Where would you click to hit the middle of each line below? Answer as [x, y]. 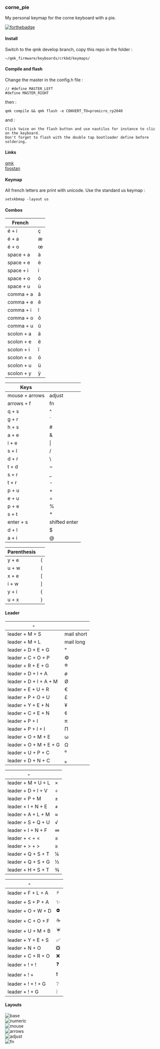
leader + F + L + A [28, 893]
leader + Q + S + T [28, 854]
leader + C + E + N [28, 713]
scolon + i [19, 350]
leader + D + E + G [28, 650]
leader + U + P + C [29, 753]
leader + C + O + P [29, 658]
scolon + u [19, 366]
